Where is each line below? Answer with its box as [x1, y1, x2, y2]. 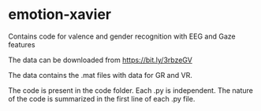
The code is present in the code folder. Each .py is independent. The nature [8, 85, 254, 95]
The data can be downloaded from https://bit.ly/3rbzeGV [8, 55, 193, 65]
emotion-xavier [8, 6, 112, 24]
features [8, 39, 35, 49]
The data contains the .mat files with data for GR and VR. [8, 70, 193, 80]
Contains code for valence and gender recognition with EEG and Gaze [8, 31, 236, 41]
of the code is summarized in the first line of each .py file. [8, 94, 196, 103]
